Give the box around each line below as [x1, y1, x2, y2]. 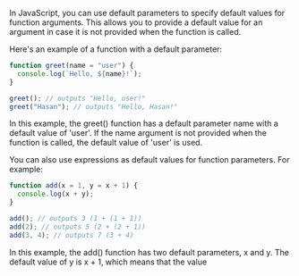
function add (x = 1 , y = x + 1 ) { [9, 181, 139, 190]
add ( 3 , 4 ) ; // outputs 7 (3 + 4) [9, 230, 134, 239]
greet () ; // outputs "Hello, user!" [9, 94, 146, 103]
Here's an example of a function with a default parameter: [9, 44, 222, 54]
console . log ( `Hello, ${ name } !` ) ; [17, 69, 142, 79]
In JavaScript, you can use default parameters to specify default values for [9, 8, 286, 18]
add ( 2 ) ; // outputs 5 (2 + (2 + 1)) [9, 222, 146, 231]
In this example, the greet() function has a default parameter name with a [9, 118, 279, 129]
